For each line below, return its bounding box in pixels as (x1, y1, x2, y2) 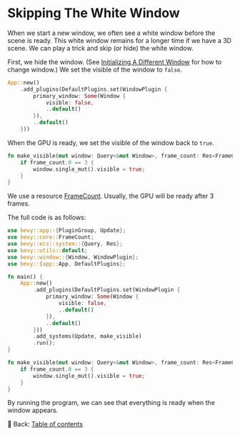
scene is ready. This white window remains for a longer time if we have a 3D (7, 36, 232, 44)
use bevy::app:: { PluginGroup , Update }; (7, 227, 126, 234)
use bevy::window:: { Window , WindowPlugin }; (7, 254, 139, 261)
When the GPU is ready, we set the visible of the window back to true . (7, 138, 214, 147)
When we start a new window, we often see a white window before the (7, 29, 216, 37)
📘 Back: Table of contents (7, 420, 84, 429)
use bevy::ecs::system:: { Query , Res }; (7, 241, 123, 248)
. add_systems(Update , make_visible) (33, 333, 142, 340)
